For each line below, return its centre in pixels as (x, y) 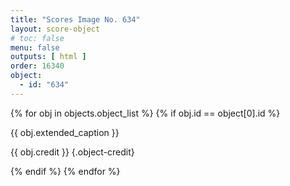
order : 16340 (37, 66)
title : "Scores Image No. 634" (75, 19)
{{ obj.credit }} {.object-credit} (72, 152)
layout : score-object (55, 29)
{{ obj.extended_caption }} (65, 132)
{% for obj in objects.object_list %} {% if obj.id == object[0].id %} (145, 113)
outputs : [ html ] (48, 57)
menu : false (35, 47)
